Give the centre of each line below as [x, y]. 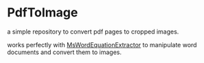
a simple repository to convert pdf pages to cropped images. [93, 32]
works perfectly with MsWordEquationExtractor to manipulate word [102, 45]
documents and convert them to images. [65, 52]
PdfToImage [43, 13]
